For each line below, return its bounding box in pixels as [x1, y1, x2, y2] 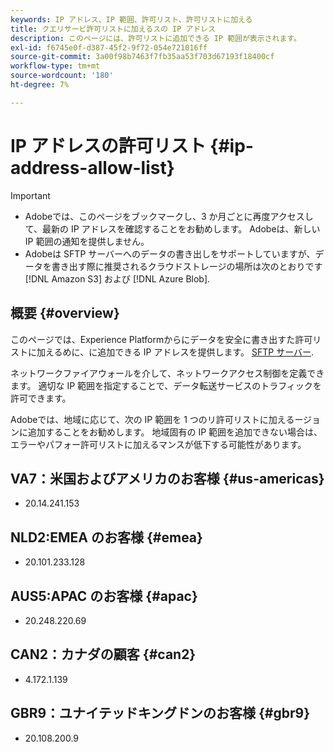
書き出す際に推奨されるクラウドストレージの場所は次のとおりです [51, 260, 323, 272]
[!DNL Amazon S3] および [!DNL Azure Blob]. [24, 272, 211, 285]
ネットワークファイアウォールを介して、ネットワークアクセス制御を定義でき [10, 367, 325, 379]
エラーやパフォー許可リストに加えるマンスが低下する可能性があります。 [10, 438, 307, 450]
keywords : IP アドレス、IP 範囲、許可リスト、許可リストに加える [10, 14, 253, 25]
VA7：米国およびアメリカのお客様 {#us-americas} [10, 470, 325, 487]
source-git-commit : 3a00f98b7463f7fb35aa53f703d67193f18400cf [10, 52, 275, 62]
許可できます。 [10, 392, 72, 404]
